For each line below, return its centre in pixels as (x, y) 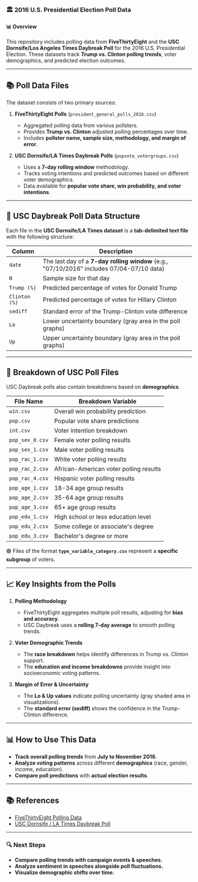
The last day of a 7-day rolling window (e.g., (105, 261)
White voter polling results (90, 459)
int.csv (20, 430)
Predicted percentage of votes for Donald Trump (110, 287)
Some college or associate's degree (104, 526)
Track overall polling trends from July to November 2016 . (86, 757)
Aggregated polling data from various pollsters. (81, 125)
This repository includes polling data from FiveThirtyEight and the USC (93, 42)
